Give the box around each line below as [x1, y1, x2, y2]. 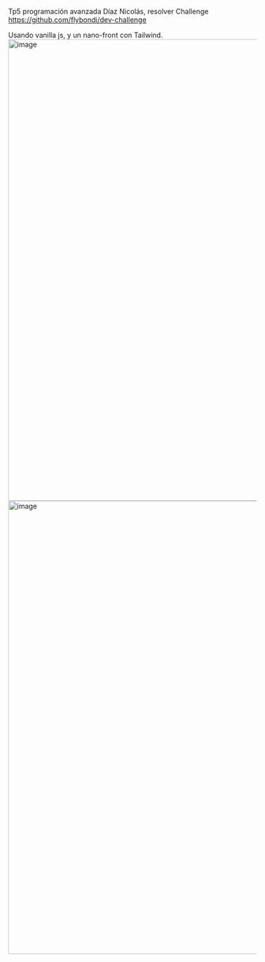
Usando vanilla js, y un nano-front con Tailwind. [8, 31, 163, 39]
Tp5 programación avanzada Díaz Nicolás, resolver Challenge [8, 7, 209, 16]
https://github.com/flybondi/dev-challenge [8, 15, 147, 24]
